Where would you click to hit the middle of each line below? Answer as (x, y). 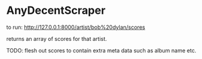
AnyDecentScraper (56, 11)
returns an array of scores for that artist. (57, 39)
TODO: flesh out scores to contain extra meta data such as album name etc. (101, 50)
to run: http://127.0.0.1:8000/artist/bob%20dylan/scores (76, 27)
